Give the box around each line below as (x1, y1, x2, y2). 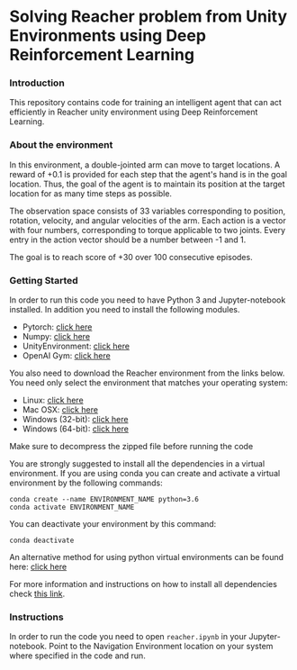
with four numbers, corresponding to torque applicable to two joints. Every (9, 224, 286, 235)
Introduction (9, 77, 65, 89)
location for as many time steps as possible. (9, 187, 173, 199)
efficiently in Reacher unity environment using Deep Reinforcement (9, 106, 258, 118)
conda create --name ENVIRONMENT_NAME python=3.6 (9, 495, 200, 504)
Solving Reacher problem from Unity (9, 6, 288, 27)
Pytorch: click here (22, 321, 93, 332)
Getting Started (9, 274, 78, 286)
